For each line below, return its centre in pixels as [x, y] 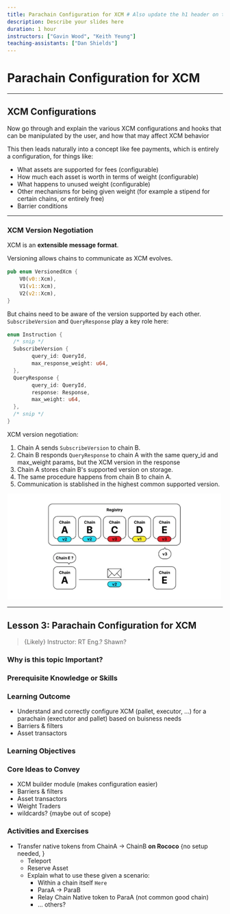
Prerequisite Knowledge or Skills [62, 677]
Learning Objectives [42, 751]
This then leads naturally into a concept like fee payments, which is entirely [113, 149]
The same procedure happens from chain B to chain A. [94, 477]
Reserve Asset [48, 868]
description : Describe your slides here [66, 22]
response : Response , [61, 392]
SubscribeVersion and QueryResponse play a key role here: [88, 321]
